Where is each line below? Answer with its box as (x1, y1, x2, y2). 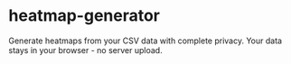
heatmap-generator (8, 5, 160, 26)
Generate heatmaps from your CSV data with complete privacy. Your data (8, 35, 282, 46)
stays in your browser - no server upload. (8, 44, 164, 55)
